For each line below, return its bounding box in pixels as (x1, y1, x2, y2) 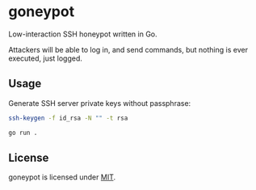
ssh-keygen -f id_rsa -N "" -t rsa (8, 114, 128, 122)
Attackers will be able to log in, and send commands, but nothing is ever (8, 44, 249, 54)
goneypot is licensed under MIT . (8, 172, 116, 182)
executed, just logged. (8, 53, 83, 63)
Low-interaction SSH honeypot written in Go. (8, 29, 157, 39)
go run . (8, 129, 38, 137)
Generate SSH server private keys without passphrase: (8, 98, 191, 108)
